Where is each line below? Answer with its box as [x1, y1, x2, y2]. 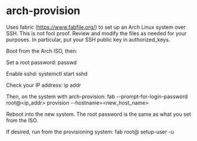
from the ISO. [6, 116, 38, 124]
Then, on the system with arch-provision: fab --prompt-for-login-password [6, 93, 188, 100]
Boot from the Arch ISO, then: [6, 47, 78, 54]
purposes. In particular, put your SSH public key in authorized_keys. [6, 36, 171, 43]
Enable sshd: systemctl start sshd [6, 70, 88, 77]
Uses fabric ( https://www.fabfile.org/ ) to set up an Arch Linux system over [6, 23, 186, 31]
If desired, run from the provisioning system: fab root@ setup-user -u [6, 128, 175, 135]
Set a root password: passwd [6, 59, 77, 66]
